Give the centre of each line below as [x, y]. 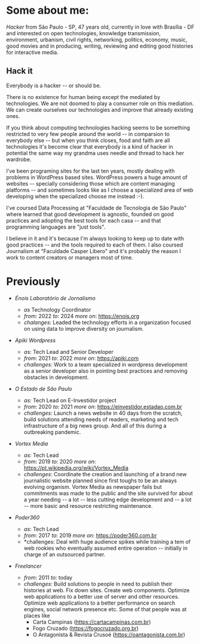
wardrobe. [19, 159]
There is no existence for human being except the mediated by [83, 97]
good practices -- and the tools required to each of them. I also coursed [95, 245]
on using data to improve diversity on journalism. [84, 328]
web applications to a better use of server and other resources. [101, 596]
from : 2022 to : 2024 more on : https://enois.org [81, 316]
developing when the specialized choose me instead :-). [75, 196]
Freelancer [28, 566]
